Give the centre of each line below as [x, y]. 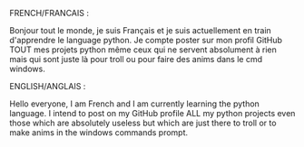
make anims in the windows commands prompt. [99, 133]
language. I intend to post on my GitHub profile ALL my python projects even [152, 113]
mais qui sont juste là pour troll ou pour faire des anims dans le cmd [136, 59]
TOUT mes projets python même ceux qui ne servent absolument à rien [143, 50]
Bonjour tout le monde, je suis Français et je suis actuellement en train [141, 30]
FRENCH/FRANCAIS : [49, 13]
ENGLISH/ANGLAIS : [48, 86]
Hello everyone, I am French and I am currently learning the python [135, 104]
